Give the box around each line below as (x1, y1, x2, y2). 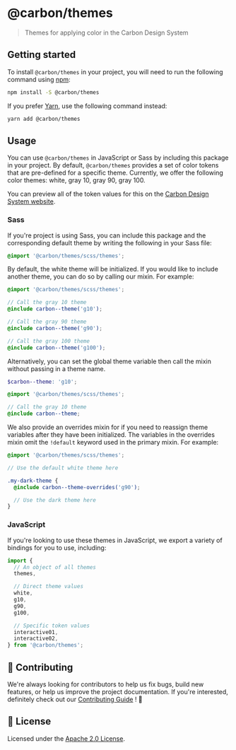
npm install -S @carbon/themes (7, 88, 100, 96)
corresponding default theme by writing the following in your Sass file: (7, 238, 212, 247)
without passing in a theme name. (7, 364, 106, 373)
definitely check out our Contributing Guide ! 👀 (7, 695, 143, 703)
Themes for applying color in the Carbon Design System (24, 28, 189, 37)
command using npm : (7, 75, 71, 83)
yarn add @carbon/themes (7, 115, 81, 122)
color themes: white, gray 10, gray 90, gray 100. (7, 176, 146, 184)
